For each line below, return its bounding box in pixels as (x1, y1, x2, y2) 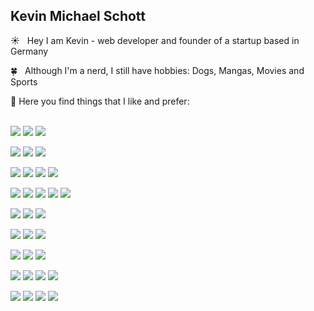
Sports (10, 75, 38, 88)
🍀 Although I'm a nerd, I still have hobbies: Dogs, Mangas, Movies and (10, 64, 305, 76)
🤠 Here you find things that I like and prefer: (10, 95, 190, 107)
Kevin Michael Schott (10, 8, 146, 25)
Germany (10, 45, 49, 57)
